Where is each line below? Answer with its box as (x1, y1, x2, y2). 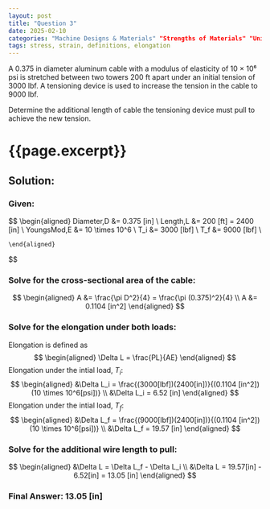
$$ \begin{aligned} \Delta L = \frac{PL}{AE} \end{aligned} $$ (33, 352, 237, 362)
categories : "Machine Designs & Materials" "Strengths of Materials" (8, 34, 247, 43)
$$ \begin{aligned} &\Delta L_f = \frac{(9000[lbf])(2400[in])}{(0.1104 (10, 416, 237, 425)
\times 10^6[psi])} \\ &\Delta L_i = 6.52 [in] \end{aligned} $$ (43, 388, 239, 398)
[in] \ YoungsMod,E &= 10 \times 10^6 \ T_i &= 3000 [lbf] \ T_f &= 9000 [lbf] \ (8, 225, 262, 234)
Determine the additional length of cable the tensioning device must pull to (8, 106, 256, 115)
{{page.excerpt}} (8, 142, 127, 160)
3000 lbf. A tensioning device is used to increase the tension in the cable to (8, 81, 259, 91)
